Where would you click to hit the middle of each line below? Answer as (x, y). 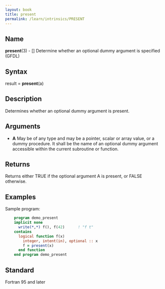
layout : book (18, 10)
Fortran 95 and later (25, 282)
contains (23, 232)
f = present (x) (38, 246)
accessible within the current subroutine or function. (66, 149)
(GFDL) (12, 56)
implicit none (28, 223)
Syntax (16, 71)
